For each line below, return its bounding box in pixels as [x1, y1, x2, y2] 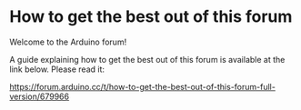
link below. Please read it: [9, 64, 105, 75]
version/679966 [9, 91, 70, 102]
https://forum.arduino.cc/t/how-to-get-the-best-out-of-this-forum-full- [9, 81, 276, 92]
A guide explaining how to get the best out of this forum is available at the [9, 54, 286, 65]
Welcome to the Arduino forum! [9, 36, 127, 47]
